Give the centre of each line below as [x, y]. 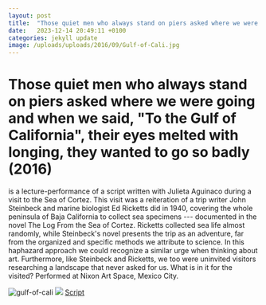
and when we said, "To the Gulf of [122, 118]
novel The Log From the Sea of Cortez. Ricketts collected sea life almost [127, 225]
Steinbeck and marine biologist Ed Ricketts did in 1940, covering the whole [131, 209]
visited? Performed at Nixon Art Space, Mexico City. [94, 276]
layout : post [30, 16]
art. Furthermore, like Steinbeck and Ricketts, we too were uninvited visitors [132, 259]
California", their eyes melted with [123, 135]
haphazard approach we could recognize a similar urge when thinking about [133, 251]
